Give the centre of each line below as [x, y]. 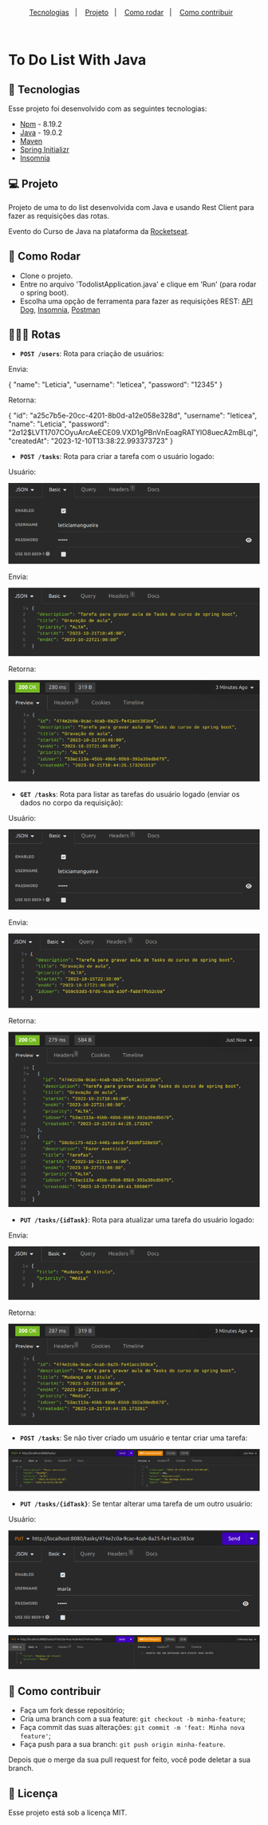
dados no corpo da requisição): [71, 803]
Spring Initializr [44, 149]
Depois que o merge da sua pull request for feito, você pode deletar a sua [130, 1760]
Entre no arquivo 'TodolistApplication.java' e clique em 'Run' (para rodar [138, 284]
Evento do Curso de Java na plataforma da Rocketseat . [99, 231]
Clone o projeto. [46, 275]
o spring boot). [44, 292]
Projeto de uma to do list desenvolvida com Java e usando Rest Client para [131, 207]
